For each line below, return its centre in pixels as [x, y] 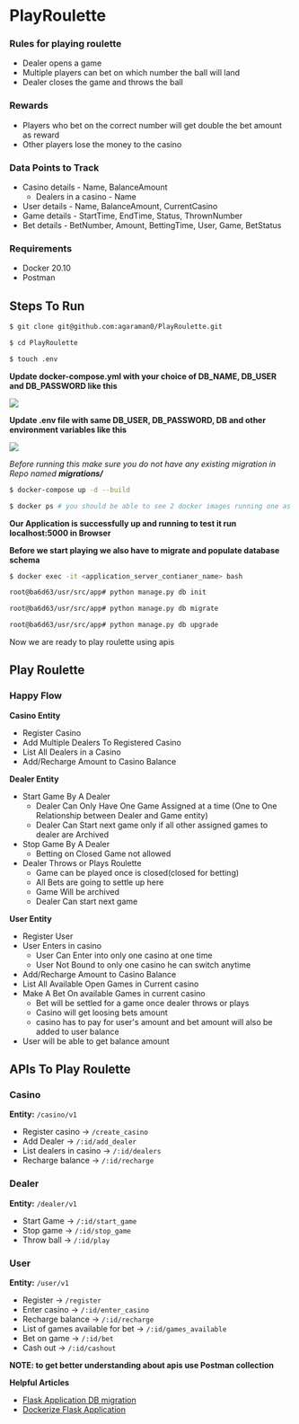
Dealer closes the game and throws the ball [103, 83]
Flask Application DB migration [79, 1400]
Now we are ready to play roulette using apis [92, 642]
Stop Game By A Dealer [66, 844]
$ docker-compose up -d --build [70, 490]
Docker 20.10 [47, 268]
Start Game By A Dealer [66, 796]
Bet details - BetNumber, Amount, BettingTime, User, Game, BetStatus [152, 226]
